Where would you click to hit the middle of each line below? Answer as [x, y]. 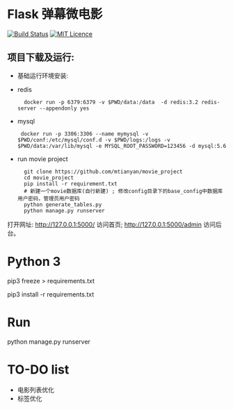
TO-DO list [38, 369]
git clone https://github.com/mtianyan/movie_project [103, 172]
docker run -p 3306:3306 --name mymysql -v [85, 134]
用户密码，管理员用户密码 [48, 199]
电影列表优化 [35, 390]
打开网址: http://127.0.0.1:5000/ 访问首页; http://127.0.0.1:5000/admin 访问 [111, 224]
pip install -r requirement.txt [71, 184]
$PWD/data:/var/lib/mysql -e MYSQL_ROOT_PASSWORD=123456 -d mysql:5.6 [122, 146]
